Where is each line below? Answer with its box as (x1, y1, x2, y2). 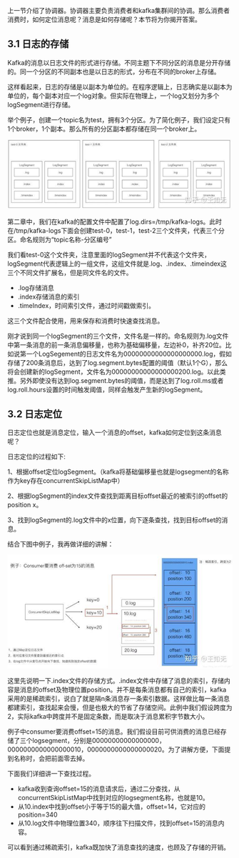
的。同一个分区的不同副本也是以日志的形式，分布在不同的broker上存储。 (7, 67, 220, 76)
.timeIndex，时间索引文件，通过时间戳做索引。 (17, 301, 156, 309)
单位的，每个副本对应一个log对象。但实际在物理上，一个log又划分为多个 (7, 91, 220, 100)
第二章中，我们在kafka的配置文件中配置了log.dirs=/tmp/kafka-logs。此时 (7, 217, 223, 226)
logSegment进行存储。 (7, 100, 75, 109)
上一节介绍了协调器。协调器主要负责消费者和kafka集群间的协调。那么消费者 (7, 6, 230, 14)
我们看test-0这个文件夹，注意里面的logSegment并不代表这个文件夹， (7, 250, 210, 259)
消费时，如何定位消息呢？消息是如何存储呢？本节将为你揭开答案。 (7, 15, 201, 24)
